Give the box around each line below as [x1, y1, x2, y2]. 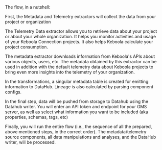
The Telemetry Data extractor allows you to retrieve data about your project [5, 28, 158, 34]
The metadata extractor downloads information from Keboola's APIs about [5, 53, 155, 59]
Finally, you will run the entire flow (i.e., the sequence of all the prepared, [5, 124, 152, 129]
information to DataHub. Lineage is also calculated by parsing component [5, 84, 154, 90]
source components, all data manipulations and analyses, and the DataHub [5, 134, 156, 140]
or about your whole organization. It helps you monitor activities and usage [5, 34, 156, 39]
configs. [5, 89, 22, 95]
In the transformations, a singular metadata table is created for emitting [5, 78, 149, 84]
